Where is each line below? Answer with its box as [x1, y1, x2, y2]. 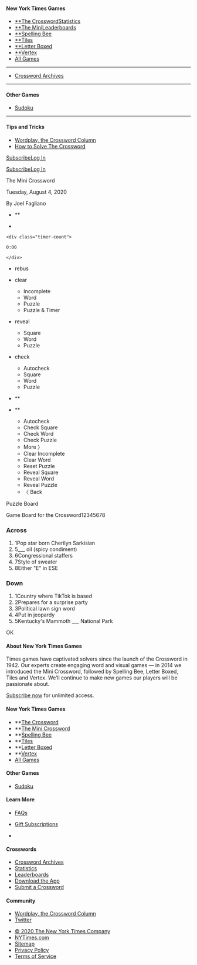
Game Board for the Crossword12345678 [6, 511, 106, 518]
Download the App [14, 877, 60, 884]
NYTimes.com [14, 934, 50, 941]
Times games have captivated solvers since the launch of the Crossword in [6, 655, 188, 662]
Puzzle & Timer [23, 306, 60, 313]
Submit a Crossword [14, 884, 64, 891]
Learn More [6, 796, 35, 803]
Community [6, 897, 36, 904]
